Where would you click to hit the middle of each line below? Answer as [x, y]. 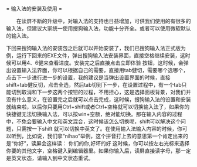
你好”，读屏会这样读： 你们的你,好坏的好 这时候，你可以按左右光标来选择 [102, 143]
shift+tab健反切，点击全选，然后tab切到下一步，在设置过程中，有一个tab [94, 85]
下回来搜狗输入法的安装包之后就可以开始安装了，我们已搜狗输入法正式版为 [96, 48]
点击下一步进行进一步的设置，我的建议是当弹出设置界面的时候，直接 [88, 77]
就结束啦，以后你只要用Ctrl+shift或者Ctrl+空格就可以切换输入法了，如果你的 [98, 107]
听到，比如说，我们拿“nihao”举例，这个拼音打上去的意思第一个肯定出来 [97, 136]
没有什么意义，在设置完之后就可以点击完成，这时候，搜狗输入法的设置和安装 [98, 99]
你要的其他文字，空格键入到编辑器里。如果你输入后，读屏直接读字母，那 [93, 151]
